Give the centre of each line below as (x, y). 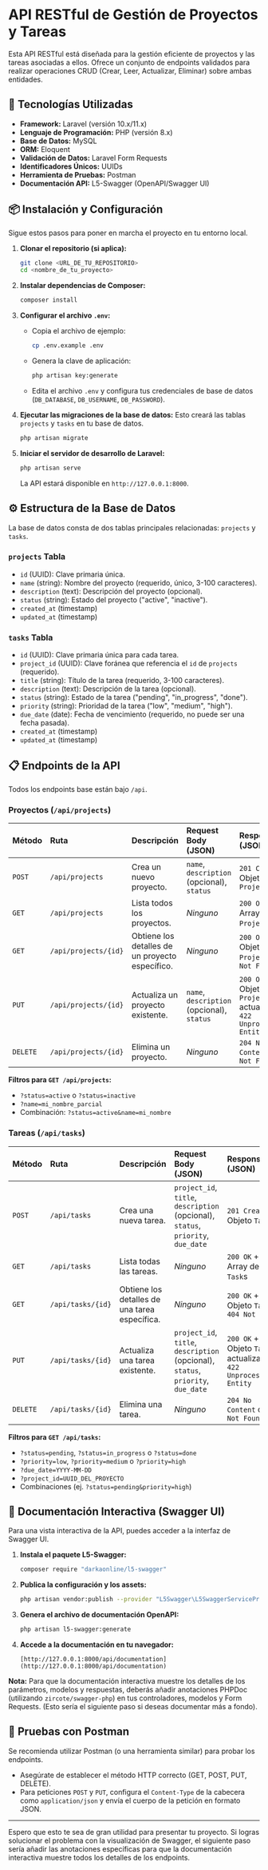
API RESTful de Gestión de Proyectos (133, 15)
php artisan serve (50, 468)
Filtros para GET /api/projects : (60, 1080)
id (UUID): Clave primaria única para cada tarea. (99, 655)
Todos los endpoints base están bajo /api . (78, 789)
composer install (49, 300)
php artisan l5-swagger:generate (75, 1629)
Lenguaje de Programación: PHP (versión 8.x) (96, 132)
